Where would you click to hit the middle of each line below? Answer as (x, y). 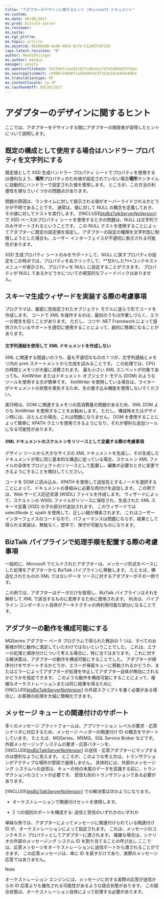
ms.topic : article (24, 42)
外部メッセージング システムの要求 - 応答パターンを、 (59, 744)
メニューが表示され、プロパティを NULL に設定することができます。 (74, 267)
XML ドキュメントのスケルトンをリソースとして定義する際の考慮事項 (75, 441)
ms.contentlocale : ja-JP (30, 82)
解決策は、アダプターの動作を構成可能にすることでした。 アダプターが (81, 659)
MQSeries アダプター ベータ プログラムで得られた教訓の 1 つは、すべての (79, 641)
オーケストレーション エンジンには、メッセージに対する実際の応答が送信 (79, 879)
